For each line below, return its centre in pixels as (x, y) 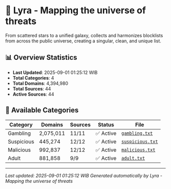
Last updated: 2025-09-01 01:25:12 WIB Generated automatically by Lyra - (84, 175)
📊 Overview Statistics (41, 57)
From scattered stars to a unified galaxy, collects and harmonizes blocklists (84, 35)
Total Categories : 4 (33, 78)
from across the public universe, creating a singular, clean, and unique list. (83, 41)
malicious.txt (138, 150)
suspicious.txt (140, 141)
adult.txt (133, 158)
